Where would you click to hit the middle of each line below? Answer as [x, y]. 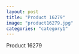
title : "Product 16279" [36, 17]
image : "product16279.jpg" [40, 23]
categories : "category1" [37, 28]
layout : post [22, 12]
